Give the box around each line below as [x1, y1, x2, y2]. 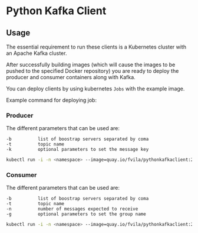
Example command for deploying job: [6, 96, 97, 103]
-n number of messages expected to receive [6, 206, 138, 212]
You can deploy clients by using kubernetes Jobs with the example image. [6, 85, 185, 92]
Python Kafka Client [6, 4, 107, 18]
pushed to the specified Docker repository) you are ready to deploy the [6, 67, 179, 75]
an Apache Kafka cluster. [6, 50, 67, 57]
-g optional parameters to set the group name [6, 211, 146, 217]
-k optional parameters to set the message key [6, 147, 149, 153]
